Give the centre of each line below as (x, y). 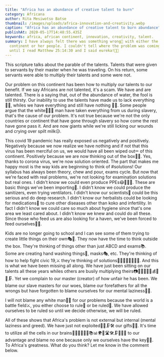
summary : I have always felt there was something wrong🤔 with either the (82, 42)
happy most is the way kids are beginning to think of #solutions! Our (74, 166)
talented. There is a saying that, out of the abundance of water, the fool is (79, 95)
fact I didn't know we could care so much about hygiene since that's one (78, 208)
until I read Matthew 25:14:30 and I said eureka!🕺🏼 (64, 50)
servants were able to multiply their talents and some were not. (68, 75)
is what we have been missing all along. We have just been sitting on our (78, 266)
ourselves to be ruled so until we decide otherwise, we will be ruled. (73, 311)
